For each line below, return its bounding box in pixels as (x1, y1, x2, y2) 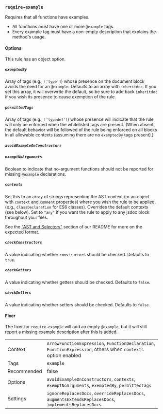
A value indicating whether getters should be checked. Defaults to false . (5, 279, 150, 285)
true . (5, 257, 16, 263)
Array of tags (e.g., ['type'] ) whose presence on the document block (5, 78, 145, 84)
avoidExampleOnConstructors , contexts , (47, 376, 136, 382)
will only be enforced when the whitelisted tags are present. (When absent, (5, 122, 155, 128)
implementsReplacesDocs (47, 402, 102, 407)
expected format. (5, 229, 40, 235)
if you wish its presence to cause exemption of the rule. (5, 94, 116, 100)
